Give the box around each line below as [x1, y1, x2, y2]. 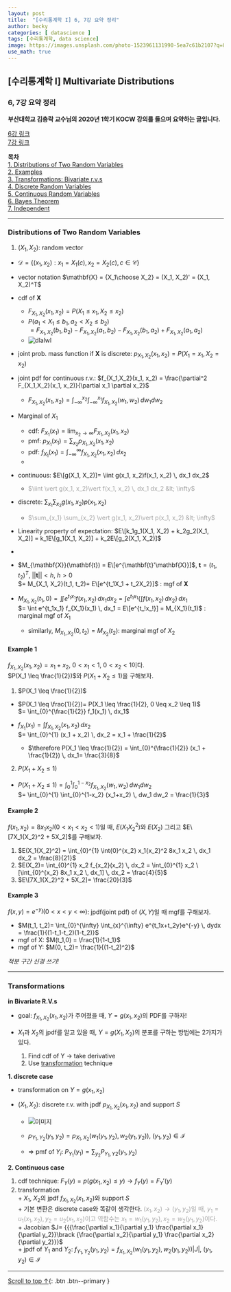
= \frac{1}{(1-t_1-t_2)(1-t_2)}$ [17, 928, 99, 937]
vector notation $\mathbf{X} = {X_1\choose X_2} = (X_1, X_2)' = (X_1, [17, 273, 210, 282]
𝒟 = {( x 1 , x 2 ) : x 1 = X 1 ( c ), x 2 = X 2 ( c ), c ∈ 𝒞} [17, 258, 140, 268]
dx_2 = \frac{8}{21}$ [17, 854, 77, 862]
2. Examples [8, 168, 43, 176]
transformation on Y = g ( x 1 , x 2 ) [17, 1085, 105, 1095]
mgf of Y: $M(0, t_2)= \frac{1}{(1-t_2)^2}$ [17, 943, 135, 952]
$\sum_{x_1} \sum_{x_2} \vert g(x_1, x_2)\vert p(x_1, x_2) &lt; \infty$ [27, 513, 215, 522]
